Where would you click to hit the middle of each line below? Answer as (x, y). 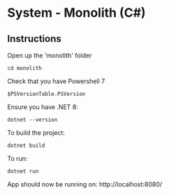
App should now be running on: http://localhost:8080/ (85, 184)
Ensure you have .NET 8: (43, 107)
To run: (17, 158)
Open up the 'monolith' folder (50, 55)
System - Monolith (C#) (76, 13)
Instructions (34, 39)
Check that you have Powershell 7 (56, 81)
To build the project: (36, 133)
